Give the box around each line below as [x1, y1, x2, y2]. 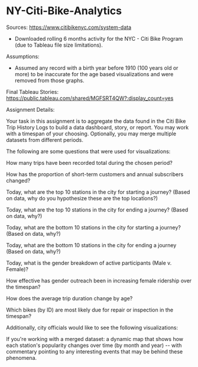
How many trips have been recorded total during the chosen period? [6, 159, 173, 166]
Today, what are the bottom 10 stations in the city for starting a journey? [6, 223, 181, 231]
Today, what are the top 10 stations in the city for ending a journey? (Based [6, 206, 189, 213]
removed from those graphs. [14, 77, 85, 84]
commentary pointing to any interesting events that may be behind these [6, 347, 183, 355]
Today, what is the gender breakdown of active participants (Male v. [6, 259, 172, 267]
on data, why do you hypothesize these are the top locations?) [6, 194, 158, 202]
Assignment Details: [6, 106, 55, 113]
